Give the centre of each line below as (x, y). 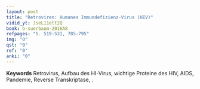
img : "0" (17, 39)
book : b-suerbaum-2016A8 (37, 28)
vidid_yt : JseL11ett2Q (34, 23)
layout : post (22, 12)
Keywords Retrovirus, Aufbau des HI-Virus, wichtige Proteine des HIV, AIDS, (100, 73)
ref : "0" (17, 51)
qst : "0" (17, 45)
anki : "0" (19, 56)
